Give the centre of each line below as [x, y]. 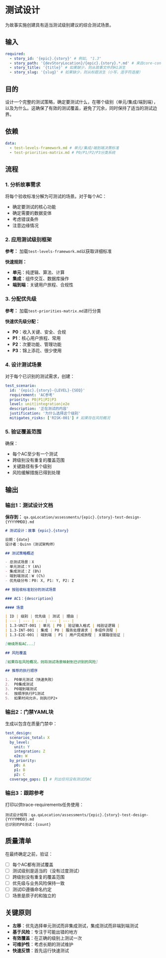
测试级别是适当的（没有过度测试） [47, 871]
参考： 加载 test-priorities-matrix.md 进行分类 [53, 310]
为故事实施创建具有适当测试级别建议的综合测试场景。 [59, 25]
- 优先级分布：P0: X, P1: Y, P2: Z [40, 581]
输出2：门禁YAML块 [29, 712]
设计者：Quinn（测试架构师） [31, 544]
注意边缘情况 [25, 225]
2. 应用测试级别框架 [28, 239]
